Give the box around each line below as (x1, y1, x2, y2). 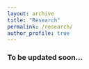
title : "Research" (7, 17, 60, 24)
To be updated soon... (7, 53, 83, 63)
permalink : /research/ (7, 23, 73, 30)
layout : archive (7, 10, 54, 17)
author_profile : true (7, 29, 70, 37)
